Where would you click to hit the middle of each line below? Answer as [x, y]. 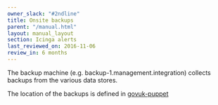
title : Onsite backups [40, 20]
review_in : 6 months [38, 53]
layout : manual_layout [40, 33]
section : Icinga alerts [42, 40]
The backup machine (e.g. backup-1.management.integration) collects [109, 72]
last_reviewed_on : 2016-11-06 [52, 46]
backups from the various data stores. [63, 80]
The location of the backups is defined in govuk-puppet [88, 93]
